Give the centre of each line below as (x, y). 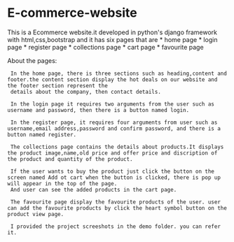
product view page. (36, 214)
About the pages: (32, 60)
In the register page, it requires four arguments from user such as (114, 122)
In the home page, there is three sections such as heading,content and (119, 73)
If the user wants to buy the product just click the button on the (112, 171)
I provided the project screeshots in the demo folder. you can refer (115, 226)
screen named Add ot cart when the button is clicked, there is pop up (114, 177)
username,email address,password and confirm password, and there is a (114, 128)
